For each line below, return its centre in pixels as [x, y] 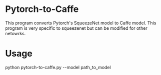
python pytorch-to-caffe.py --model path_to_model [58, 67]
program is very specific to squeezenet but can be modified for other [76, 28]
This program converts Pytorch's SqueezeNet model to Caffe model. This [81, 23]
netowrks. [15, 33]
